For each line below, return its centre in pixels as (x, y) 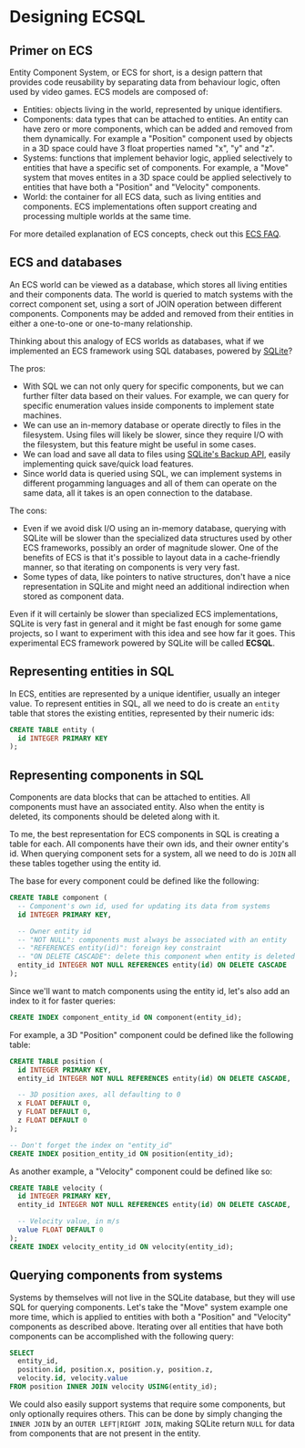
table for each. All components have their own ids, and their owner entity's (149, 844)
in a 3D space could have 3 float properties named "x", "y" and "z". (148, 148)
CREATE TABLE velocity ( (56, 1188)
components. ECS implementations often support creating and (140, 206)
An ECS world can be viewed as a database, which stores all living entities (148, 284)
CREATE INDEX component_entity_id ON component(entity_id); (126, 1017)
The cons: (28, 510)
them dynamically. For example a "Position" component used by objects (158, 138)
